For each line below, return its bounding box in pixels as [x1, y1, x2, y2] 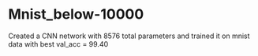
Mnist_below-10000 [8, 5, 144, 23]
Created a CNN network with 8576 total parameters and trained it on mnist [8, 31, 250, 40]
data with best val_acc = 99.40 [8, 39, 109, 48]
